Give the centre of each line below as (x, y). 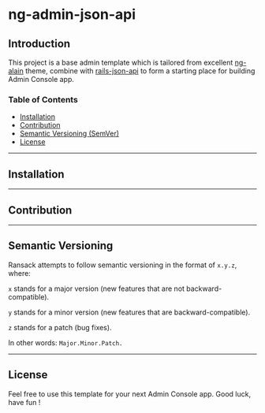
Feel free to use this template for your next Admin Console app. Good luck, (129, 394)
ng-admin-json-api (72, 15)
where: (20, 273)
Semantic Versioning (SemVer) (69, 134)
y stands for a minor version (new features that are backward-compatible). (129, 312)
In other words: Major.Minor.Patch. (66, 342)
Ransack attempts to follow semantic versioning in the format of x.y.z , (123, 265)
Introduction (39, 44)
